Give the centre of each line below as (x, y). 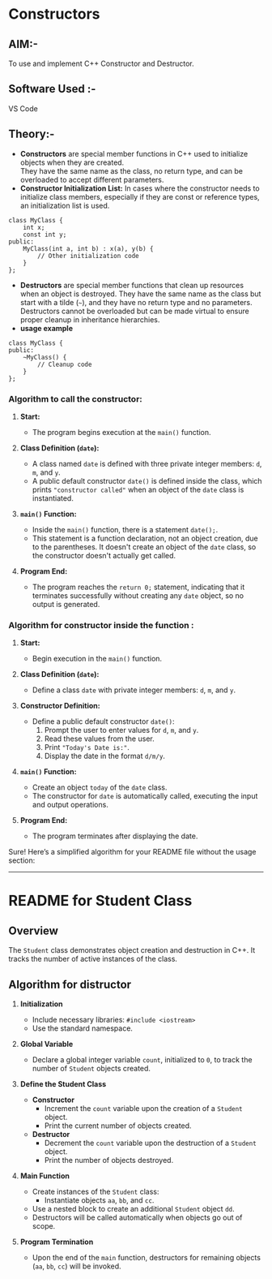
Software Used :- (52, 89)
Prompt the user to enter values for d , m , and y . (121, 730)
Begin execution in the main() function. (97, 659)
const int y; (45, 235)
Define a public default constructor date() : (103, 721)
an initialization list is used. (65, 205)
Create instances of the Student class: (96, 1192)
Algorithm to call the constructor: (76, 398)
